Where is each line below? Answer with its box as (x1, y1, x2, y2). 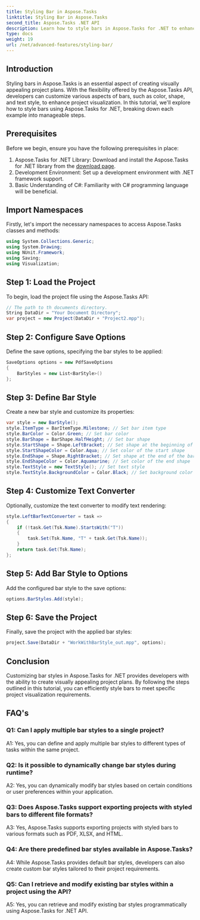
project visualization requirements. (6, 691, 91, 698)
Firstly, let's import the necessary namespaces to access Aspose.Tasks (6, 221, 182, 228)
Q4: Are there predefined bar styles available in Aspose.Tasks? (6, 845, 193, 853)
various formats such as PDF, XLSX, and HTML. (6, 830, 123, 837)
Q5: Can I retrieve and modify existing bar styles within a (6, 880, 174, 888)
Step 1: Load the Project (6, 277, 96, 288)
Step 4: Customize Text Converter (6, 486, 135, 496)
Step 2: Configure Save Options (6, 332, 126, 342)
